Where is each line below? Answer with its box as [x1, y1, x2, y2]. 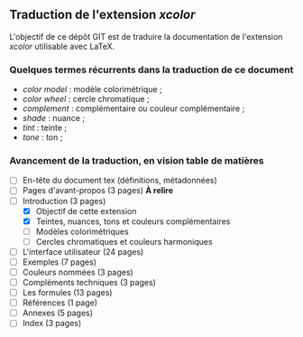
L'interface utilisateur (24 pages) [22, 246, 144, 257]
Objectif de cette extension [35, 205, 137, 216]
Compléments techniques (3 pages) [22, 277, 156, 288]
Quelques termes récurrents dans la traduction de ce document [9, 63, 294, 76]
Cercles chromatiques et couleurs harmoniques [35, 236, 214, 247]
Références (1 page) [22, 297, 97, 308]
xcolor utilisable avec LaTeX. [9, 41, 115, 51]
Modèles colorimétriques [35, 226, 129, 237]
